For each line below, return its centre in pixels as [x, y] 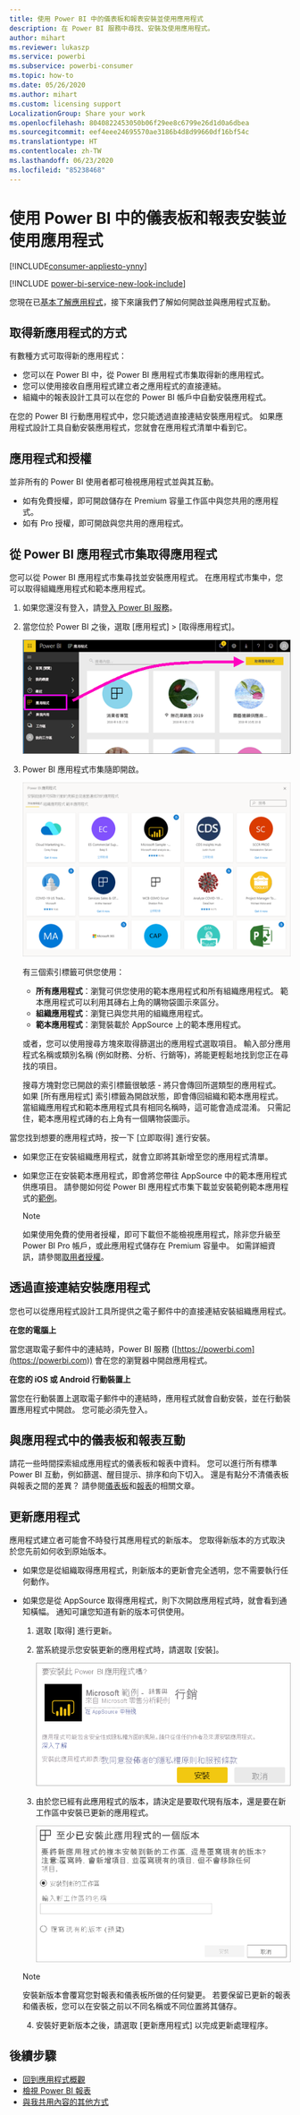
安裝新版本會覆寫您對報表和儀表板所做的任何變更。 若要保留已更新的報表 [156, 1995]
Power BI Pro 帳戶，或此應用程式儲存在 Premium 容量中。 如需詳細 [145, 1246]
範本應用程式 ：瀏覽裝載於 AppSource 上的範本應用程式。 [141, 1024]
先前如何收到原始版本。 [68, 1551]
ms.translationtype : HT [54, 142]
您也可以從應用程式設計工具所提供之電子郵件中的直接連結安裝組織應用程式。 [150, 1311]
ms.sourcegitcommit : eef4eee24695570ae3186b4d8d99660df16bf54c [129, 133]
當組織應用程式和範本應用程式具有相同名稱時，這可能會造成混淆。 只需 [152, 1107]
